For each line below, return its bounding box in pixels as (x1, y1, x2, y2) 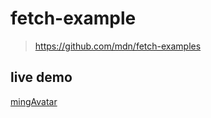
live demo (10, 69, 73, 86)
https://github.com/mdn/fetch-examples (34, 40, 202, 52)
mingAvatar (10, 95, 58, 107)
